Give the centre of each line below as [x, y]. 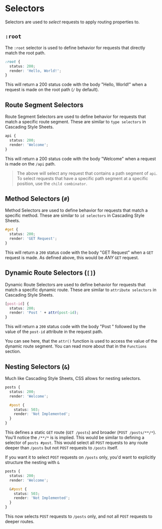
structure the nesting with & [32, 462]
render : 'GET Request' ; [33, 239]
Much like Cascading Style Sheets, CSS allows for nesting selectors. [73, 378]
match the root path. [25, 53]
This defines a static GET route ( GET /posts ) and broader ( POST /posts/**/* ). [81, 432]
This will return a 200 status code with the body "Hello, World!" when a [76, 84]
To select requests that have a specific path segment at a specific [82, 178]
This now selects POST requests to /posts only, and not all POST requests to [79, 516]
